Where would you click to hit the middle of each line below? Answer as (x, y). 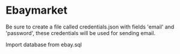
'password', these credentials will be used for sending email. (81, 33)
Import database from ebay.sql (44, 45)
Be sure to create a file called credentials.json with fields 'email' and (90, 27)
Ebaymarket (36, 10)
